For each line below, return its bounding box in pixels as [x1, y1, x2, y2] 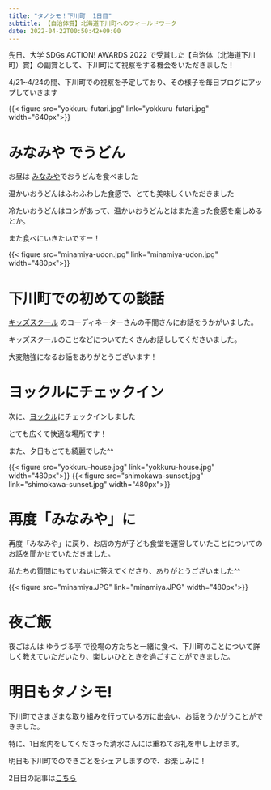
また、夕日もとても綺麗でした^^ [8, 446, 114, 456]
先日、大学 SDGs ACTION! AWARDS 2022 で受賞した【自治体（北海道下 [8, 50, 249, 60]
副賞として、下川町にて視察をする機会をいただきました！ [43, 60, 235, 70]
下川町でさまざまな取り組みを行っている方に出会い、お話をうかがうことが [8, 711, 256, 721]
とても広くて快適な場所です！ [8, 429, 108, 438]
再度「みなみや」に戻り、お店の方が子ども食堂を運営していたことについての [8, 539, 263, 549]
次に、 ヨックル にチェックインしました [8, 412, 136, 421]
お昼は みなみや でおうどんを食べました [8, 172, 138, 181]
